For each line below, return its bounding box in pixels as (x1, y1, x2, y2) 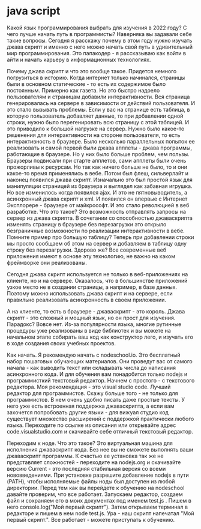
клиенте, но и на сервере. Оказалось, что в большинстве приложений (7, 277, 188, 284)
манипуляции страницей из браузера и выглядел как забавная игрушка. (7, 182, 193, 190)
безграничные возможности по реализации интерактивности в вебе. (7, 227, 185, 234)
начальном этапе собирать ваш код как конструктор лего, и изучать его (7, 333, 194, 340)
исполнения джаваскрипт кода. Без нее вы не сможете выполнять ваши (7, 446, 194, 453)
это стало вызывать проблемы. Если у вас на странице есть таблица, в (7, 106, 190, 113)
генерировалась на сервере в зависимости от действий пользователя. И (7, 99, 196, 106)
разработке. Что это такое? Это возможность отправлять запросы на (7, 208, 187, 215)
